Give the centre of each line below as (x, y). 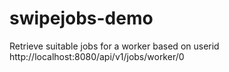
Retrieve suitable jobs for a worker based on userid (114, 46)
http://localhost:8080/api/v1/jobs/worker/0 (97, 56)
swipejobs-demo (81, 18)
